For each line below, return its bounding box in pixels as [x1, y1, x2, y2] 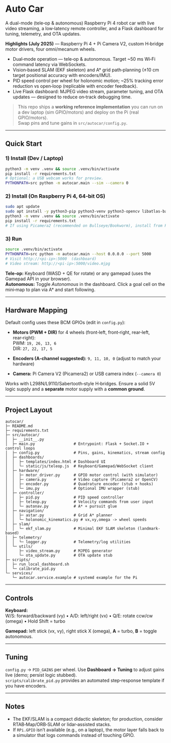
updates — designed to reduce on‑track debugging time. [12, 94, 132, 100]
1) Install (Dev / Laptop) [5, 155, 64, 162]
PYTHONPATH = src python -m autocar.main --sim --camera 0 [5, 180, 129, 186]
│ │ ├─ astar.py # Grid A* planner [5, 513, 113, 518]
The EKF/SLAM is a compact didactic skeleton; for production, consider [12, 715, 163, 722]
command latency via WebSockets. [12, 61, 87, 67]
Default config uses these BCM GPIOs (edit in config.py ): [5, 320, 126, 326]
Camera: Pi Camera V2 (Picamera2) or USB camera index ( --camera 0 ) [12, 370, 161, 377]
